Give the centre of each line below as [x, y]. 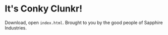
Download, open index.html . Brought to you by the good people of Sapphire [84, 22]
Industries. [16, 27]
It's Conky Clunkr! [44, 9]
